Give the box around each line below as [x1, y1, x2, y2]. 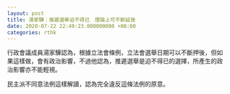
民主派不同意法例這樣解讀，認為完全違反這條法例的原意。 [7, 80, 169, 89]
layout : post [7, 10, 44, 17]
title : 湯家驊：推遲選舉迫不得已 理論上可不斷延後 [7, 16, 136, 23]
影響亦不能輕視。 [12, 65, 62, 74]
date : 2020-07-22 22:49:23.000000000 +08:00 [7, 22, 136, 29]
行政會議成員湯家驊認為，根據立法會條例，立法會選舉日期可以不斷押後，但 [7, 48, 217, 57]
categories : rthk [7, 29, 57, 36]
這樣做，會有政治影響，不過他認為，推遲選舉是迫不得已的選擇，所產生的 [12, 57, 217, 65]
